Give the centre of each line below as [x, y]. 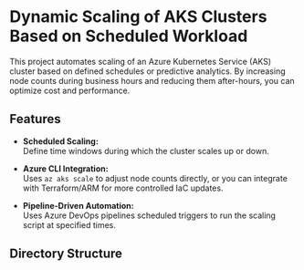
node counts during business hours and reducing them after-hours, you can [152, 80]
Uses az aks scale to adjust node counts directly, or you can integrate [155, 178]
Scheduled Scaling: [60, 141]
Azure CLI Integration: [65, 168]
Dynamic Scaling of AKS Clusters [138, 17]
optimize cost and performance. [70, 90]
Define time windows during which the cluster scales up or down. [146, 151]
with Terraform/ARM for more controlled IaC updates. [123, 188]
